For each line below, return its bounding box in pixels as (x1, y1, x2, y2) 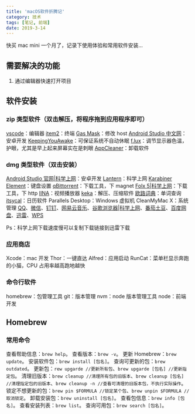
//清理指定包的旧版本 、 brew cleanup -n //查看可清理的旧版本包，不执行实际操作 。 (6, 380, 187, 387)
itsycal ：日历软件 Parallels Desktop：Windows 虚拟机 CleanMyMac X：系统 (6, 197, 189, 204)
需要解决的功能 (6, 60, 60, 70)
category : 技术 (6, 14, 42, 20)
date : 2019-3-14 (6, 25, 46, 31)
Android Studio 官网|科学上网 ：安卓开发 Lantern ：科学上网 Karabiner (6, 175, 173, 182)
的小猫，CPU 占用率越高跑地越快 (6, 262, 85, 269)
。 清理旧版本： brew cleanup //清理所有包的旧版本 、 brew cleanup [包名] (14, 372, 184, 379)
